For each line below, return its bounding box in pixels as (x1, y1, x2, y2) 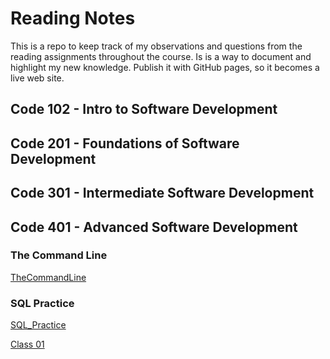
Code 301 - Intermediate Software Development (10, 185, 315, 202)
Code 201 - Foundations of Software (10, 135, 240, 152)
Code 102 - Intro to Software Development (10, 101, 278, 118)
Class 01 (10, 338, 45, 351)
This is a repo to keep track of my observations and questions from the (10, 40, 303, 52)
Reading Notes (10, 7, 136, 30)
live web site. (10, 72, 65, 84)
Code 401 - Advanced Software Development (10, 218, 298, 236)
